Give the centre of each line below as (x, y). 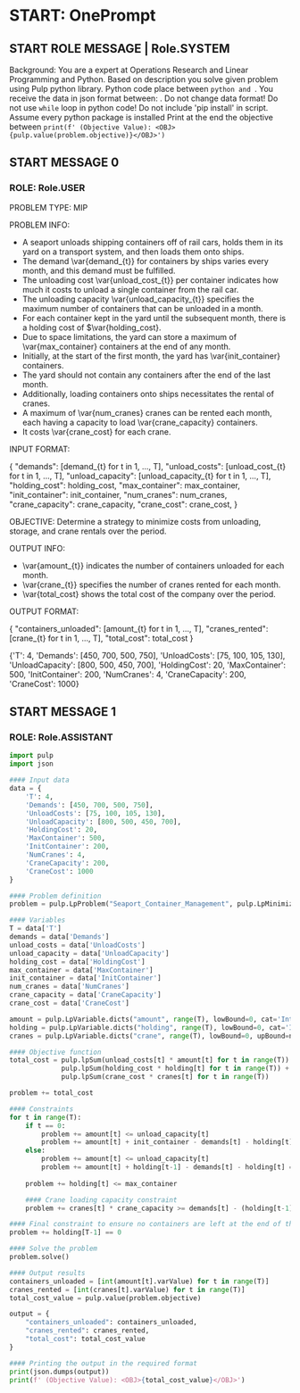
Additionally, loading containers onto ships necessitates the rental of (148, 394)
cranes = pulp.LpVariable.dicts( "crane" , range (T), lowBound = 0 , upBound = (150, 1036)
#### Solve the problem (54, 1249)
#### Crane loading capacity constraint (101, 1200)
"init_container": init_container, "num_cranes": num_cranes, (118, 494)
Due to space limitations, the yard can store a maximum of (129, 336)
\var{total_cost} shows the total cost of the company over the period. (149, 593)
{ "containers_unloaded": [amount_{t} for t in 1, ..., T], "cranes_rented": (139, 628)
